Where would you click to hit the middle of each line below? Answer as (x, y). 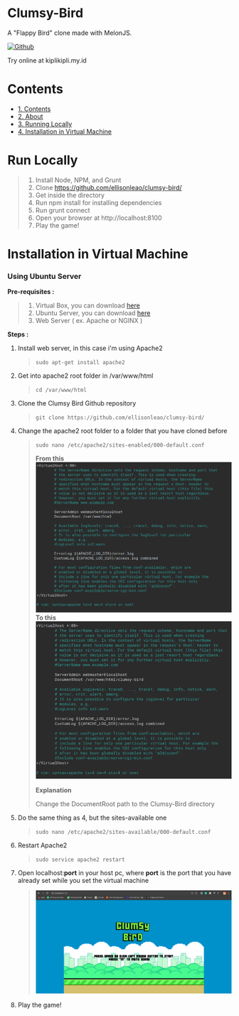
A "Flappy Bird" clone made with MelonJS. (70, 33)
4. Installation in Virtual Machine (65, 131)
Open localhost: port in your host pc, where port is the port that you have (124, 873)
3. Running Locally (45, 124)
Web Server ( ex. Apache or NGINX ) (89, 321)
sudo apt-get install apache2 (80, 363)
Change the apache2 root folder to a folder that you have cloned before (122, 431)
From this (50, 459)
